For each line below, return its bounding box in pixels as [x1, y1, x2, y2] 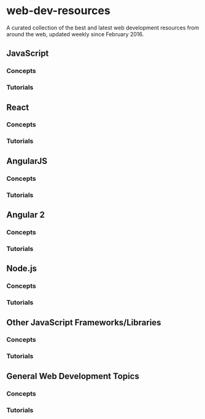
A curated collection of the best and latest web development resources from [6, 24, 199, 31]
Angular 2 [6, 210, 45, 220]
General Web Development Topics [6, 371, 139, 381]
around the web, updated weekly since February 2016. [6, 30, 144, 37]
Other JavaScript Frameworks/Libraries [6, 317, 161, 328]
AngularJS [6, 156, 48, 166]
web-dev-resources [6, 4, 110, 18]
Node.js [6, 263, 37, 274]
